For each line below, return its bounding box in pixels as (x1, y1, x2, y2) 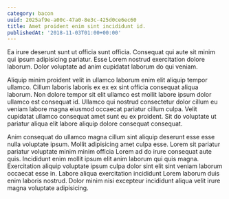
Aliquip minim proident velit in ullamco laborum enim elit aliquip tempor (7, 76, 208, 84)
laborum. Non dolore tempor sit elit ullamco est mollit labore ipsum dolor (7, 91, 212, 99)
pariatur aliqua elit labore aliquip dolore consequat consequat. (7, 119, 183, 128)
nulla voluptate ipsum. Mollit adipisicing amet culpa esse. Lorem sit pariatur (7, 140, 221, 148)
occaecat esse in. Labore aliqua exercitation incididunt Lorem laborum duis (7, 169, 220, 178)
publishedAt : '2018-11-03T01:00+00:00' (7, 29, 122, 36)
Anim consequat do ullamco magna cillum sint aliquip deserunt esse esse (7, 133, 215, 141)
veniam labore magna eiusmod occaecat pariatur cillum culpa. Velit (7, 105, 197, 113)
